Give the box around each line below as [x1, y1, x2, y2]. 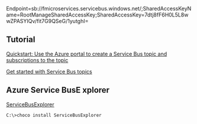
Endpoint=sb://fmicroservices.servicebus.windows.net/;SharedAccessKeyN [6, 5, 192, 12]
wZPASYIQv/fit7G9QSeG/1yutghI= [6, 18, 89, 24]
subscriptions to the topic [6, 56, 69, 64]
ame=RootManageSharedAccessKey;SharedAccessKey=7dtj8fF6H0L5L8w [6, 11, 189, 18]
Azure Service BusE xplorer [6, 85, 110, 95]
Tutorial [6, 35, 35, 45]
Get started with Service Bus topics [6, 68, 93, 75]
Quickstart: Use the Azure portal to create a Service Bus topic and [6, 50, 167, 57]
